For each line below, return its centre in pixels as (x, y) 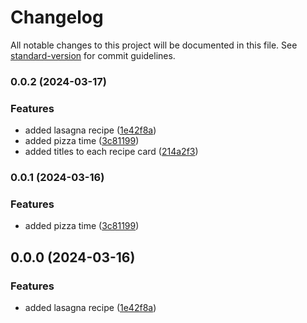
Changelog (57, 17)
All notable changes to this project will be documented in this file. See (154, 45)
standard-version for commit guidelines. (93, 55)
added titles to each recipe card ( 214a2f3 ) (111, 152)
